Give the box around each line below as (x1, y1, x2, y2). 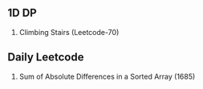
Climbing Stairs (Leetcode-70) (18, 27, 120, 37)
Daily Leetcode (7, 51, 84, 64)
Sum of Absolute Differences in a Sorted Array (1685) (18, 72, 196, 81)
